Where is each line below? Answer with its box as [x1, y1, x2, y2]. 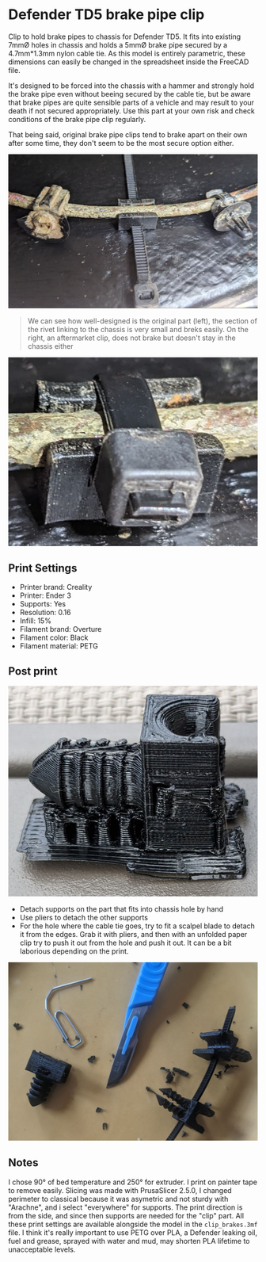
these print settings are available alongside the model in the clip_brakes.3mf [8, 1219, 258, 1229]
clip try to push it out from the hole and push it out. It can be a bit [19, 938, 232, 948]
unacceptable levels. [8, 1245, 76, 1254]
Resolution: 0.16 [19, 608, 71, 618]
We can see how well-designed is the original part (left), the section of [27, 315, 257, 326]
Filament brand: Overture [19, 625, 102, 634]
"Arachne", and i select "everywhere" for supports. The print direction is [8, 1203, 243, 1212]
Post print [8, 664, 58, 678]
